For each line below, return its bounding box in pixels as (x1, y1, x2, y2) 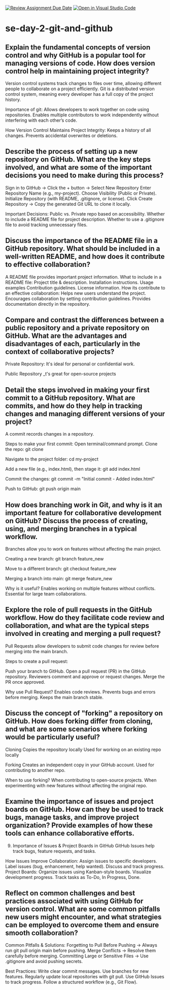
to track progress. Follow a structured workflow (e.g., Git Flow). (5, 979, 138, 985)
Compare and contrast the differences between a (5, 316, 164, 325)
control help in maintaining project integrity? (5, 67, 149, 75)
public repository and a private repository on (5, 324, 150, 332)
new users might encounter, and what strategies (5, 913, 162, 921)
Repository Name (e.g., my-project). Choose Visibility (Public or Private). (5, 190, 157, 196)
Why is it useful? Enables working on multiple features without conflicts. (5, 585, 156, 592)
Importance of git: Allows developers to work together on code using (5, 106, 149, 112)
